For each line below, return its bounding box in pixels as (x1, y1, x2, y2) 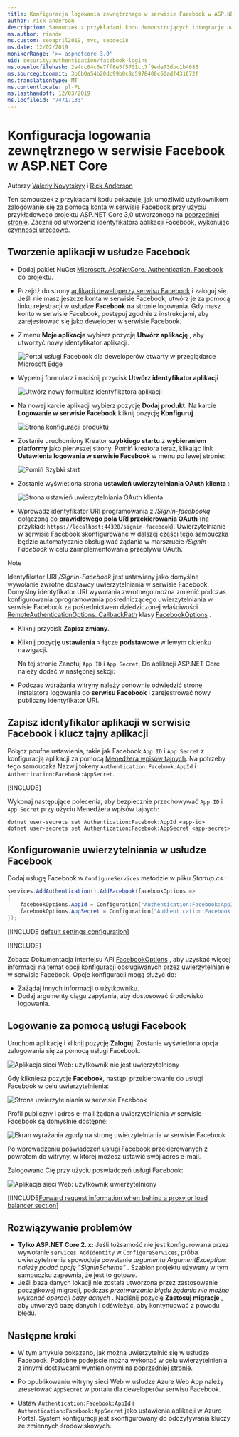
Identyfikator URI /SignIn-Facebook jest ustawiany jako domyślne (7, 572, 199, 581)
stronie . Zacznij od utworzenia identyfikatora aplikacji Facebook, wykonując (7, 218, 230, 226)
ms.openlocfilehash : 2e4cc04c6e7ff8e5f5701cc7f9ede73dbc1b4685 (7, 64, 199, 71)
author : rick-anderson (7, 17, 75, 24)
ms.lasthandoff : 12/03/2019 (7, 90, 91, 97)
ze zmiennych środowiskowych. (17, 1421, 112, 1431)
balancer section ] (7, 1201, 59, 1209)
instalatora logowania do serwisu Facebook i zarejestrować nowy (17, 688, 211, 696)
